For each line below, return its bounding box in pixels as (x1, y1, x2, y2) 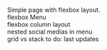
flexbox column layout (7, 21, 71, 28)
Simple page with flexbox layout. (7, 6, 101, 14)
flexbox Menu (7, 13, 47, 21)
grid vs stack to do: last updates (7, 35, 99, 43)
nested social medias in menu (7, 27, 92, 36)
